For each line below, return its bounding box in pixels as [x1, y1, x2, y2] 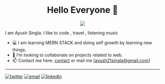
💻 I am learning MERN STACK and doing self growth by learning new [12, 39, 152, 46]
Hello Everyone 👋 [47, 4, 118, 16]
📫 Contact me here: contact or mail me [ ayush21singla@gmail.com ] [12, 57, 150, 63]
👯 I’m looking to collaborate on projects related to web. [12, 52, 123, 58]
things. [12, 47, 27, 53]
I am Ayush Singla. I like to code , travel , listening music [5, 29, 118, 36]
